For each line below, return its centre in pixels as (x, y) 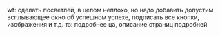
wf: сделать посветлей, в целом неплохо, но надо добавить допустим (110, 10)
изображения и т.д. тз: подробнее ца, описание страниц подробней (107, 24)
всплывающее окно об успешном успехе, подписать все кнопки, (103, 17)
